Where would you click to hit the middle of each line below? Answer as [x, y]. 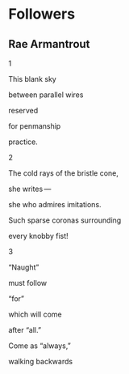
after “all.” [25, 330]
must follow [27, 283]
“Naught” [24, 267]
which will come [35, 314]
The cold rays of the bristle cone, [63, 173]
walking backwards [41, 361]
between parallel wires [46, 95]
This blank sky [32, 79]
